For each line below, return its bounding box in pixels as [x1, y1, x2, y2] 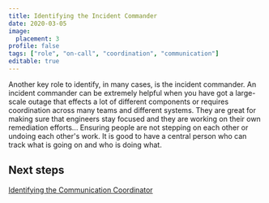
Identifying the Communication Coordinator [8, 184, 153, 195]
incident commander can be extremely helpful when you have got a [8, 88, 234, 97]
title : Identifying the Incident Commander [8, 11, 158, 20]
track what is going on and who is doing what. [8, 140, 162, 149]
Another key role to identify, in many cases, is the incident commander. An [8, 79, 257, 89]
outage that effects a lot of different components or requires [28, 97, 229, 106]
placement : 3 [15, 34, 60, 43]
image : [8, 27, 31, 35]
